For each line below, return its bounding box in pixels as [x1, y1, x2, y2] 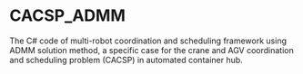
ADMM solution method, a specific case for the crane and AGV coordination [9, 44, 294, 55]
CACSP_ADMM [9, 5, 126, 26]
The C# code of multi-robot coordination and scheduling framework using [9, 35, 287, 46]
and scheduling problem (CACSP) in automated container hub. [9, 54, 243, 65]
